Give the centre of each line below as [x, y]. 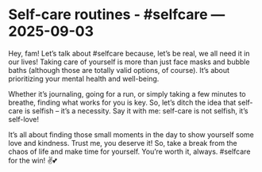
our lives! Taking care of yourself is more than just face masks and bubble [129, 62]
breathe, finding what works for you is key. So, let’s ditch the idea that [122, 102]
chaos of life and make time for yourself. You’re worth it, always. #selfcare [129, 151]
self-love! [24, 119]
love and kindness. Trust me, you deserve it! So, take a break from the [123, 143]
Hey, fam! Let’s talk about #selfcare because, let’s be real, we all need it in [129, 53]
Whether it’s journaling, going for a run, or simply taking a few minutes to [127, 94]
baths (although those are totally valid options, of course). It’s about [119, 70]
